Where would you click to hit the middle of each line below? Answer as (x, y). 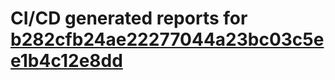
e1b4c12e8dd (66, 61)
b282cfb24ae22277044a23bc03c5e (167, 39)
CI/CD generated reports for (129, 18)
